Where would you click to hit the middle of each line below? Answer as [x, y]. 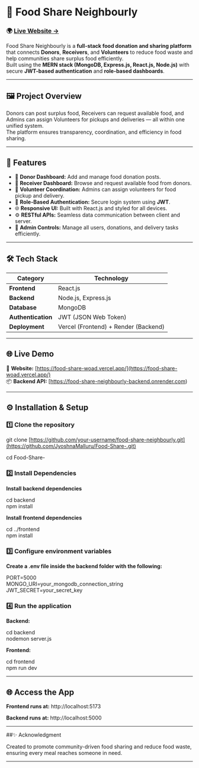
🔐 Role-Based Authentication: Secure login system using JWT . [92, 202]
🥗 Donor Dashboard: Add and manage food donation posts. [88, 177]
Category [31, 278]
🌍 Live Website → [33, 31]
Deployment [27, 327]
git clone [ [18, 440]
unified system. [25, 126]
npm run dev [22, 668]
